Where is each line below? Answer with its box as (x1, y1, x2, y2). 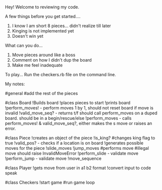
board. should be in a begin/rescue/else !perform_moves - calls (5, 115, 132, 121)
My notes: (5, 81, 25, 87)
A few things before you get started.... (5, 14, 81, 19)
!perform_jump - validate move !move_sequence (5, 156, 102, 161)
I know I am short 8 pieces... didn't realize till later (12, 23, 111, 29)
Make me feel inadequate (12, 63, 63, 68)
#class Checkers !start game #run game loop (5, 179, 95, 185)
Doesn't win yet (12, 33, 44, 39)
